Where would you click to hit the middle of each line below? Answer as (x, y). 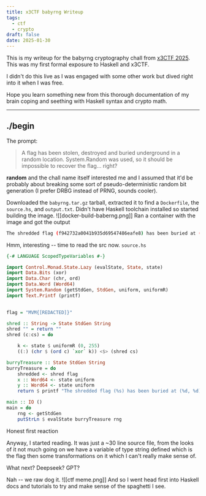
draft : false (23, 35)
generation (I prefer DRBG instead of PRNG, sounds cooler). (82, 190)
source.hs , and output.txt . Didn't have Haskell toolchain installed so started (102, 209)
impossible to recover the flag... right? (69, 165)
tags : (13, 18)
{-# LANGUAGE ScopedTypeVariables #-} (56, 256)
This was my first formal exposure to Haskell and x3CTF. (78, 64)
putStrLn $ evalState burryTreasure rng (70, 419)
